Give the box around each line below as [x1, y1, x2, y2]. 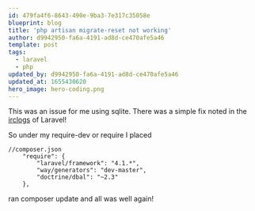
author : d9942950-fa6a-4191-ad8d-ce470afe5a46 [8, 33, 165, 42]
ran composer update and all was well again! [8, 194, 154, 204]
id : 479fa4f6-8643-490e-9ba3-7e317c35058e [8, 11, 150, 20]
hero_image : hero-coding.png [8, 85, 105, 93]
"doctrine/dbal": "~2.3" [36, 173, 119, 182]
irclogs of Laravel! [8, 115, 67, 125]
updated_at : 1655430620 [8, 77, 87, 85]
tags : [8, 48, 26, 56]
